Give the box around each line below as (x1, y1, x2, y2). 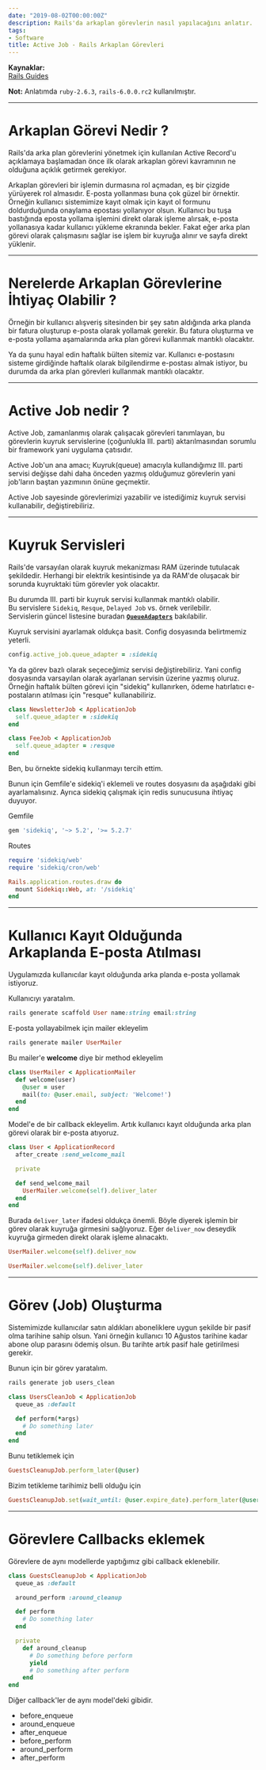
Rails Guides (8, 71, 49, 81)
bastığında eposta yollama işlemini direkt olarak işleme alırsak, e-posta (8, 214, 239, 224)
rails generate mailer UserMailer (8, 1039, 123, 1047)
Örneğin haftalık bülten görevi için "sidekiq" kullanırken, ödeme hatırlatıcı (8, 681, 246, 691)
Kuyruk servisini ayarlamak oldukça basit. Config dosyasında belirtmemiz (8, 626, 247, 636)
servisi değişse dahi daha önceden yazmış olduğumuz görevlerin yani (8, 469, 236, 478)
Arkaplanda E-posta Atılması (8, 944, 202, 962)
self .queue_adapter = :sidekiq (15, 713, 119, 721)
